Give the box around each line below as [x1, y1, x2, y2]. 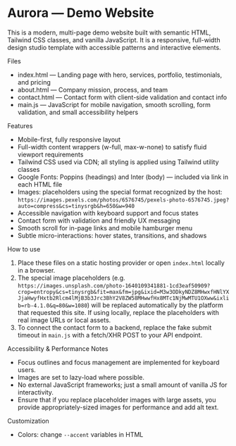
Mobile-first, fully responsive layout [17, 135, 121, 144]
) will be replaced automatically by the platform [87, 301, 224, 309]
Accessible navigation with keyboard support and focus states [17, 209, 199, 217]
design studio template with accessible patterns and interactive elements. [7, 43, 221, 51]
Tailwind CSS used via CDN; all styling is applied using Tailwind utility [17, 157, 220, 166]
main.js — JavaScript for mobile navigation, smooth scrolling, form [17, 100, 211, 109]
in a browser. [17, 266, 56, 274]
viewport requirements [17, 150, 84, 159]
